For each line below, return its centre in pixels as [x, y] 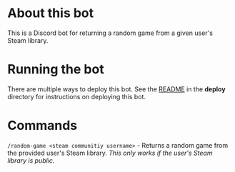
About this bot [51, 13]
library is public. [31, 160]
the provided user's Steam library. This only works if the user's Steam [110, 153]
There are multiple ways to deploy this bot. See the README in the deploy [117, 89]
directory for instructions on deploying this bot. [77, 96]
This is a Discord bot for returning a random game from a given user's [110, 33]
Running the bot [56, 70]
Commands [42, 126]
